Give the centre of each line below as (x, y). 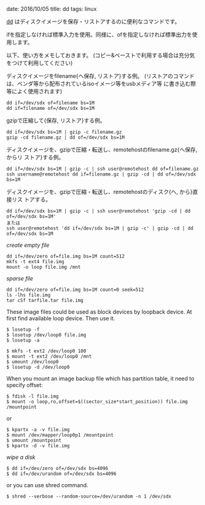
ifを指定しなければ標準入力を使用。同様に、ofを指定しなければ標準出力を (99, 34)
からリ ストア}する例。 (35, 157)
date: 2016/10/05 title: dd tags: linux (52, 9)
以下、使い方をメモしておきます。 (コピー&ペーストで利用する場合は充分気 (101, 55)
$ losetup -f (23, 330)
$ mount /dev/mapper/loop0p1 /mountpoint (60, 435)
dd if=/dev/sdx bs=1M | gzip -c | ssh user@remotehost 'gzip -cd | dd (99, 211)
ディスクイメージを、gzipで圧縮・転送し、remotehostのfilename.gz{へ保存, (102, 149)
